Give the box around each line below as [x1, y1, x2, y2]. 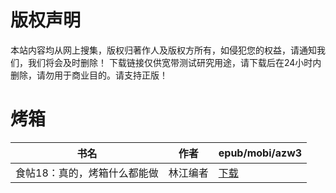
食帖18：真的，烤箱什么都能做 [15, 166, 159, 180]
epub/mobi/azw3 [218, 146, 303, 160]
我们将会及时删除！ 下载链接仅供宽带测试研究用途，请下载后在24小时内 [27, 56, 322, 68]
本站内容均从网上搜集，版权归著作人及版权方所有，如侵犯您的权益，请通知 [10, 44, 317, 56]
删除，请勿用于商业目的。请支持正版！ [10, 69, 168, 81]
